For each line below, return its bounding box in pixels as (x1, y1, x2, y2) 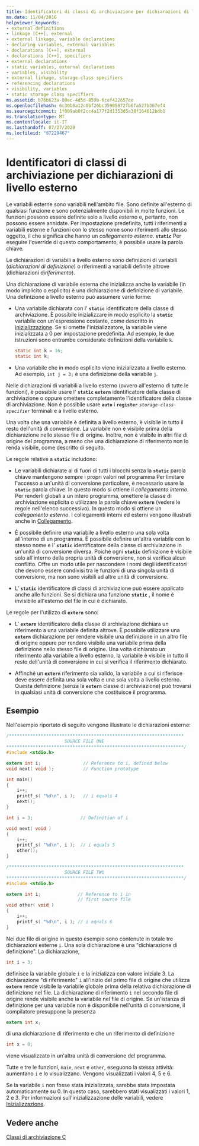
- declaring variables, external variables (6, 42, 115, 48)
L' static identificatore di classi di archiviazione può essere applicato (14, 585, 184, 592)
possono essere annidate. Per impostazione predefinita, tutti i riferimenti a (6, 219, 187, 226)
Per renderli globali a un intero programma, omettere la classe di (14, 492, 172, 499)
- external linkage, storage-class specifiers (6, 75, 123, 81)
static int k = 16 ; (14, 348, 63, 353)
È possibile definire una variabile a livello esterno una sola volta (14, 529, 170, 536)
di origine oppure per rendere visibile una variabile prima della (14, 639, 166, 646)
